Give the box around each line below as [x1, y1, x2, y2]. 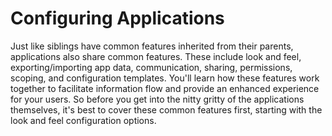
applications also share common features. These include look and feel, [10, 50, 302, 62]
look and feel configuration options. [10, 114, 157, 126]
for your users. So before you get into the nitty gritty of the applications [10, 93, 305, 105]
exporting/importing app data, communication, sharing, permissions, [10, 61, 293, 73]
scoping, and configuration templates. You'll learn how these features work [10, 72, 320, 84]
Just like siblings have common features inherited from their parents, [10, 40, 294, 52]
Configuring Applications [10, 7, 225, 30]
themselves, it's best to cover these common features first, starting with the [10, 103, 323, 116]
